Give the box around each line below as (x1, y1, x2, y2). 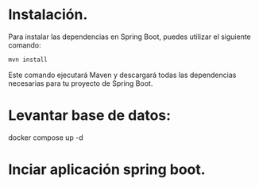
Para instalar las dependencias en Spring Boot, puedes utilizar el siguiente (8, 32, 252, 41)
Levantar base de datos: (8, 107, 172, 124)
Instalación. (8, 6, 88, 24)
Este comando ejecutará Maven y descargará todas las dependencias (8, 70, 237, 79)
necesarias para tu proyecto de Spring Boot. (8, 78, 153, 88)
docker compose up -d (8, 133, 83, 142)
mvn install (8, 56, 48, 64)
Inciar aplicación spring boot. (8, 161, 206, 178)
